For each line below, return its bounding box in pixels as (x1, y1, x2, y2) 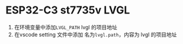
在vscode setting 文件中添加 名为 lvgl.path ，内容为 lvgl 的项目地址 (14, 31, 177, 38)
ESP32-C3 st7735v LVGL (5, 4, 130, 17)
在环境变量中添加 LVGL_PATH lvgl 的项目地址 (14, 23, 118, 31)
